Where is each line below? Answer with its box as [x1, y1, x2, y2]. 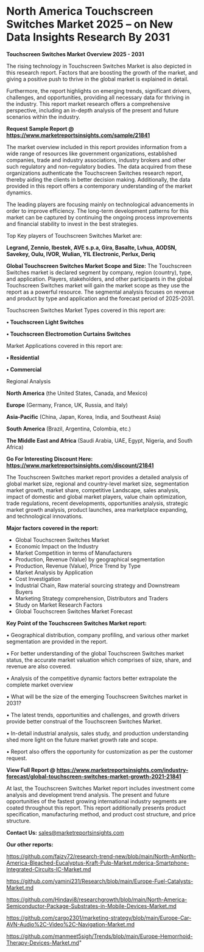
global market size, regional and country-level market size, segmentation [6, 480, 189, 487]
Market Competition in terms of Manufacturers [15, 549, 132, 556]
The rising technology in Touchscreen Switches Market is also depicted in [6, 62, 192, 70]
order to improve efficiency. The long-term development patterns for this [6, 207, 189, 215]
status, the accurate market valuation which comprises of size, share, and [6, 656, 192, 663]
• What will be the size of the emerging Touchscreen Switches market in [6, 693, 188, 700]
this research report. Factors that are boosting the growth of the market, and [6, 68, 198, 76]
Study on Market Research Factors [15, 601, 102, 608]
